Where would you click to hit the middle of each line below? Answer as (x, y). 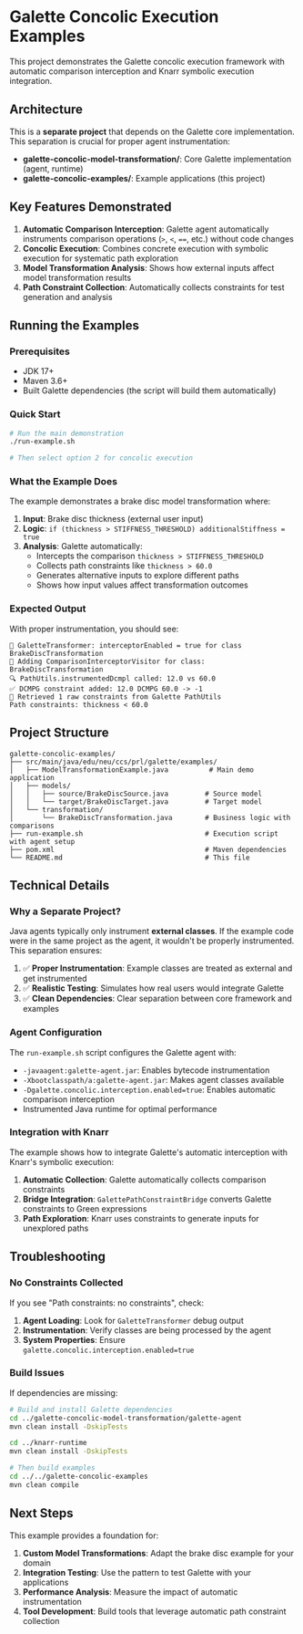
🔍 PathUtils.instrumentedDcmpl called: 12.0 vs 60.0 (113, 678)
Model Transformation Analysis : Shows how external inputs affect (148, 267)
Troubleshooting (58, 1257)
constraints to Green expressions (85, 1208)
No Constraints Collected (66, 1283)
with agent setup (42, 841)
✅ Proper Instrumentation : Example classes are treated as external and (157, 968)
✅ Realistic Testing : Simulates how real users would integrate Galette (153, 988)
